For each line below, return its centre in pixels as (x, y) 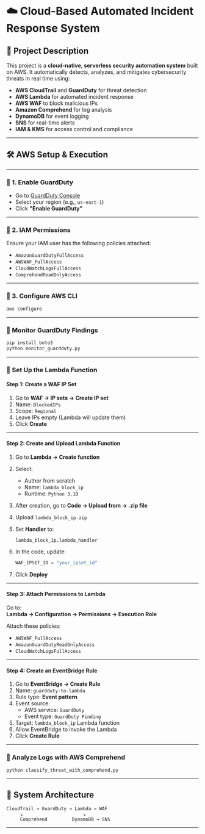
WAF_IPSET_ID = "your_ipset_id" (56, 563)
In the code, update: (40, 552)
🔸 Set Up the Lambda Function (52, 370)
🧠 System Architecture (50, 795)
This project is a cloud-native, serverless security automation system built (102, 65)
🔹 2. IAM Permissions (39, 230)
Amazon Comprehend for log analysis (63, 110)
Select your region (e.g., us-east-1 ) (59, 202)
